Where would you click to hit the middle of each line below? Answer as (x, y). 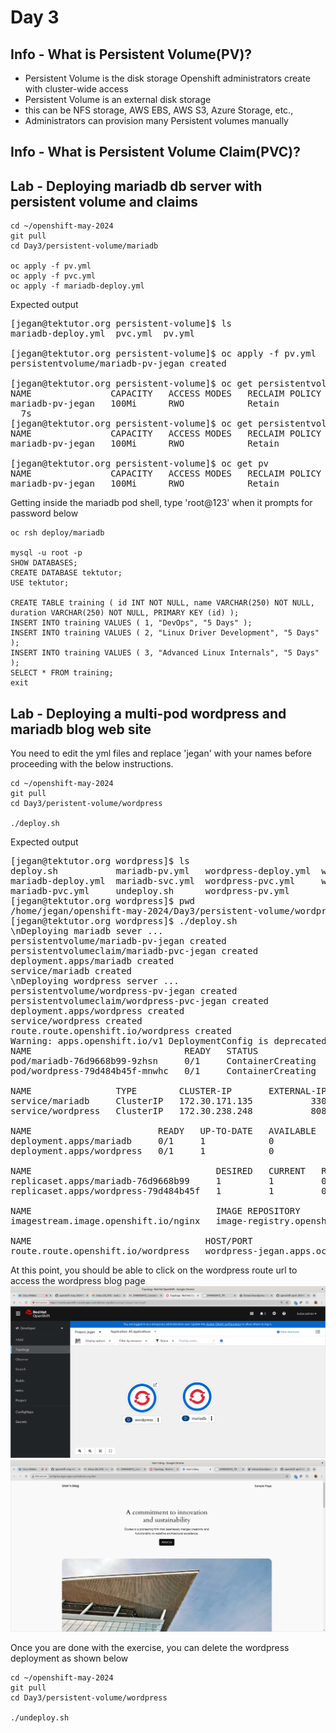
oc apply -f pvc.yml (53, 276)
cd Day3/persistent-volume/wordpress (89, 1698)
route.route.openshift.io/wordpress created (121, 1031)
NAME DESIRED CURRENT (158, 1171)
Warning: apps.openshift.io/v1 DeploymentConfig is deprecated (168, 1041)
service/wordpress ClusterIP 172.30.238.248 (131, 1111)
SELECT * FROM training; (62, 673)
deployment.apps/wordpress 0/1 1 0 (142, 1151)
